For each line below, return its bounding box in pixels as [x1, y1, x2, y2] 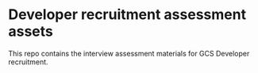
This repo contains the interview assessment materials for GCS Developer [8, 48, 250, 58]
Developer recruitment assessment [8, 6, 247, 24]
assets [8, 22, 54, 40]
